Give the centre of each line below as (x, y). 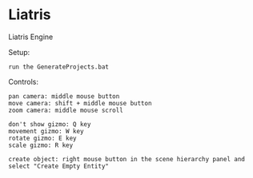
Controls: (23, 81)
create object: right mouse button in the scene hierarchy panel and (127, 159)
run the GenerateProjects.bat (59, 67)
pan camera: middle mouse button (64, 96)
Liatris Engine (31, 37)
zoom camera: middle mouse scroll (66, 110)
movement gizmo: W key (46, 131)
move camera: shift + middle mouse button (80, 103)
